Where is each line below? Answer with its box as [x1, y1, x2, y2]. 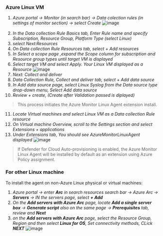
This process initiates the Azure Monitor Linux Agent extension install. [17, 101, 157, 108]
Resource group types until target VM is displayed [12, 56, 113, 62]
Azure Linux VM [5, 4, 44, 11]
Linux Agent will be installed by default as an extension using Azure [17, 152, 152, 157]
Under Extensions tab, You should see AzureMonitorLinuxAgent [12, 132, 140, 137]
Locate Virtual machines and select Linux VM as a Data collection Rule [12, 111, 155, 117]
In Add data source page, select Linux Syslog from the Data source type [12, 82, 158, 88]
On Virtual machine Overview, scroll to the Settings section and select [12, 121, 153, 127]
